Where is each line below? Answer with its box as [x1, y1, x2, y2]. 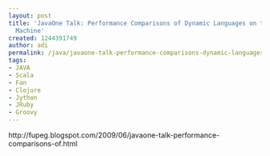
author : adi [8, 42, 48, 50]
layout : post [8, 11, 52, 20]
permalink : [8, 49, 45, 57]
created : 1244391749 [8, 34, 78, 42]
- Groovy [8, 109, 38, 117]
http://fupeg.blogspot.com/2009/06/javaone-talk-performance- [8, 130, 220, 140]
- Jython [8, 94, 38, 102]
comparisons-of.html [8, 139, 78, 148]
